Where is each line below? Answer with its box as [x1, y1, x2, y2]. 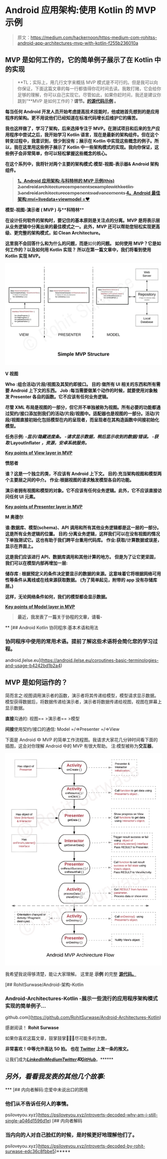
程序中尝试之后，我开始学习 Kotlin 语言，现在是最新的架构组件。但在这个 [9, 132, 159, 138]
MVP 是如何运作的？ [5, 678, 68, 687]
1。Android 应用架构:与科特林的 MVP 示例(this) [17, 177, 115, 183]
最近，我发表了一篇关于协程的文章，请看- [17, 614, 103, 620]
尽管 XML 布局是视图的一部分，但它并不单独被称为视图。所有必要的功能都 [5, 404, 157, 410]
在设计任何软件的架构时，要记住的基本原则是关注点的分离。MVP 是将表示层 [5, 217, 160, 223]
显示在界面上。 [5, 543, 36, 549]
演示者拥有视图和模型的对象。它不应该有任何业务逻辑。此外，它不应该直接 [5, 487, 158, 494]
